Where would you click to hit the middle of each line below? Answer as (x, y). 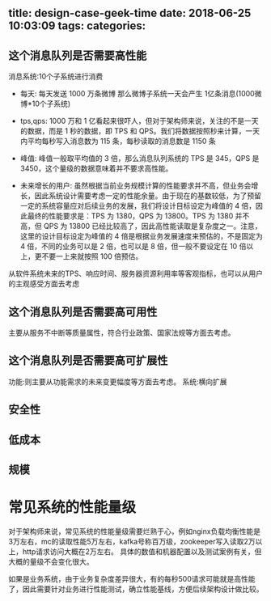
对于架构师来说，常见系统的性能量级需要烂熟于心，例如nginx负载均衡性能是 (135, 531)
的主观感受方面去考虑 (44, 284)
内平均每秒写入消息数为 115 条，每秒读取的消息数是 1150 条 (118, 142)
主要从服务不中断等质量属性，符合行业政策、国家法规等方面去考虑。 (122, 333)
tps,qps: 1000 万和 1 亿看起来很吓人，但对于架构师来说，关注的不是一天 (139, 121)
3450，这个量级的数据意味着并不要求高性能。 (96, 168)
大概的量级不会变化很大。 (51, 561)
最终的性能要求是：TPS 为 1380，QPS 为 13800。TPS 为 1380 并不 (138, 216)
